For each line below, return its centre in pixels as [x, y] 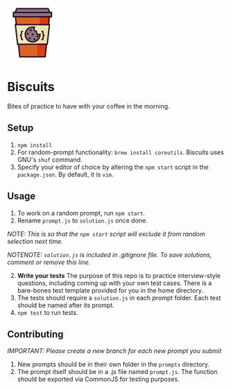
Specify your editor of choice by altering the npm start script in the [113, 167]
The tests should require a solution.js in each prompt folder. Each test [119, 298]
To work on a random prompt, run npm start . [81, 213]
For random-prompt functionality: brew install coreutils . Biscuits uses [120, 152]
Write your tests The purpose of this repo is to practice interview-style [119, 275]
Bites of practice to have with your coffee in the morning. [88, 106]
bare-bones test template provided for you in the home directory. [110, 290]
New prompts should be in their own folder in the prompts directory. [113, 364]
